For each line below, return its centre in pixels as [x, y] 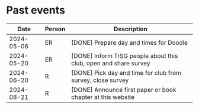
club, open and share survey [110, 63]
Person [55, 29]
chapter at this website [103, 97]
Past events [36, 10]
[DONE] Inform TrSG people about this [124, 55]
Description [131, 29]
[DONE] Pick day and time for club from [126, 72]
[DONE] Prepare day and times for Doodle [129, 42]
